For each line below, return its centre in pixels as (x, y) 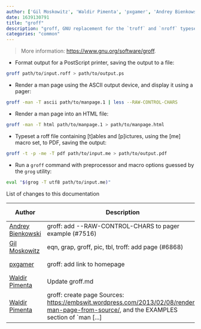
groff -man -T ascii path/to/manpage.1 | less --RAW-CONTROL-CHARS (92, 102)
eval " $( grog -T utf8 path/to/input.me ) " (59, 182)
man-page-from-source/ (83, 310)
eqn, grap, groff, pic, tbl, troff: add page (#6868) (115, 247)
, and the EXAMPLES (149, 310)
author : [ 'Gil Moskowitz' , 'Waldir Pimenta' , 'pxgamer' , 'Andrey (89, 12)
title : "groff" (25, 23)
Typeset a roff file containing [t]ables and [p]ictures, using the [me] (98, 136)
